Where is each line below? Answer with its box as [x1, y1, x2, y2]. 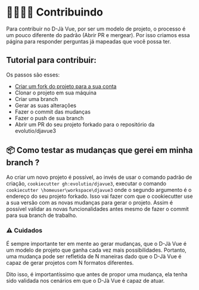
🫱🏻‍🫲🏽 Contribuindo [6, 5, 103, 19]
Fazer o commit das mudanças [14, 108, 91, 115]
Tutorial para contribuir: [6, 55, 97, 65]
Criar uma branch [14, 95, 58, 102]
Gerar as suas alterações [14, 102, 76, 109]
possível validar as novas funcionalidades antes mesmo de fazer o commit [6, 205, 189, 212]
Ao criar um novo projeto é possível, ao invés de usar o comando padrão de [6, 173, 192, 181]
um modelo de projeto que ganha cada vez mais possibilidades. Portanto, [6, 246, 186, 254]
